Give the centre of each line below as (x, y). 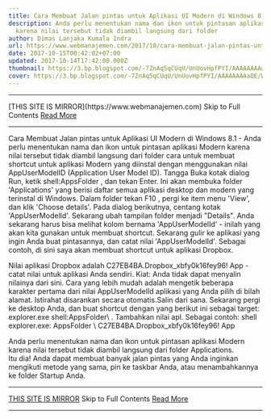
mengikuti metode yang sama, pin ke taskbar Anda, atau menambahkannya (133, 367)
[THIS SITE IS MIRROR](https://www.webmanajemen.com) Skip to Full (124, 107)
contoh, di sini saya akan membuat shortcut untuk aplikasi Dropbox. (121, 249)
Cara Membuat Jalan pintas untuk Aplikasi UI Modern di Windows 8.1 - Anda (135, 138)
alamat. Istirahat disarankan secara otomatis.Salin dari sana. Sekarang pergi (134, 300)
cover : (19, 76)
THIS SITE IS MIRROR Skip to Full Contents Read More (98, 398)
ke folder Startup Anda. (47, 375)
